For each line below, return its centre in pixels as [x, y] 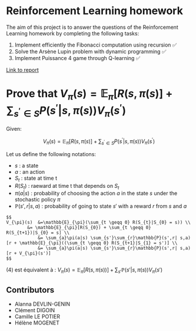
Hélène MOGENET [37, 323]
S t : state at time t [36, 179]
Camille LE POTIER [37, 317]
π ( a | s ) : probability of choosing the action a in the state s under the [96, 193]
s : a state [26, 165]
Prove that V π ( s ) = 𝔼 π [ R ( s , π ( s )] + [89, 95]
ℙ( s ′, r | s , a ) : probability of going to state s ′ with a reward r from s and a [101, 206]
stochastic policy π [37, 200]
